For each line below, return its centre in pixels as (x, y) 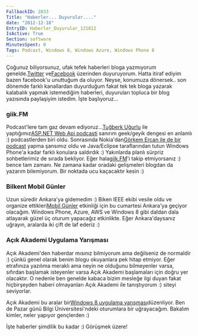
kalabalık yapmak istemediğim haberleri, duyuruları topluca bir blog (88, 92)
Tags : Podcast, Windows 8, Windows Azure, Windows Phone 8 (80, 50)
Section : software (29, 39)
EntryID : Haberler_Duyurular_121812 (51, 28)
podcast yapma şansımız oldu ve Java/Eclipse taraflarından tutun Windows (98, 146)
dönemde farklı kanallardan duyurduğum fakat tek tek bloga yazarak (89, 86)
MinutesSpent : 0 (26, 45)
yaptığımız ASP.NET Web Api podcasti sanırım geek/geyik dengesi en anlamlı (99, 134)
